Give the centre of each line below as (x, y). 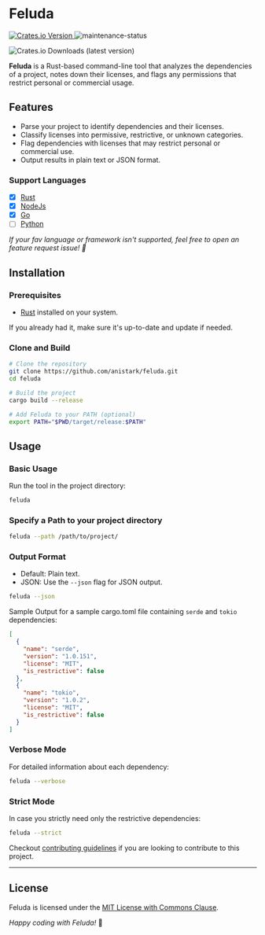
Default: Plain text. (50, 574)
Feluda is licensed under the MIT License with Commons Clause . (114, 907)
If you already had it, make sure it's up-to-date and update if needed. (121, 327)
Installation (37, 272)
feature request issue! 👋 (48, 248)
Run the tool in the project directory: (68, 486)
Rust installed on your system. (69, 312)
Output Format (37, 557)
